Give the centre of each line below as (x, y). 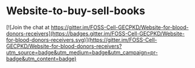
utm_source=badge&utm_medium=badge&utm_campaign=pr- (82, 52)
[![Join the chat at (28, 27)
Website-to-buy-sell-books (76, 11)
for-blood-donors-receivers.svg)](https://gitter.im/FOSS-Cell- (82, 40)
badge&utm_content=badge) (41, 59)
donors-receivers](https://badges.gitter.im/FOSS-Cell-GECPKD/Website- (95, 33)
